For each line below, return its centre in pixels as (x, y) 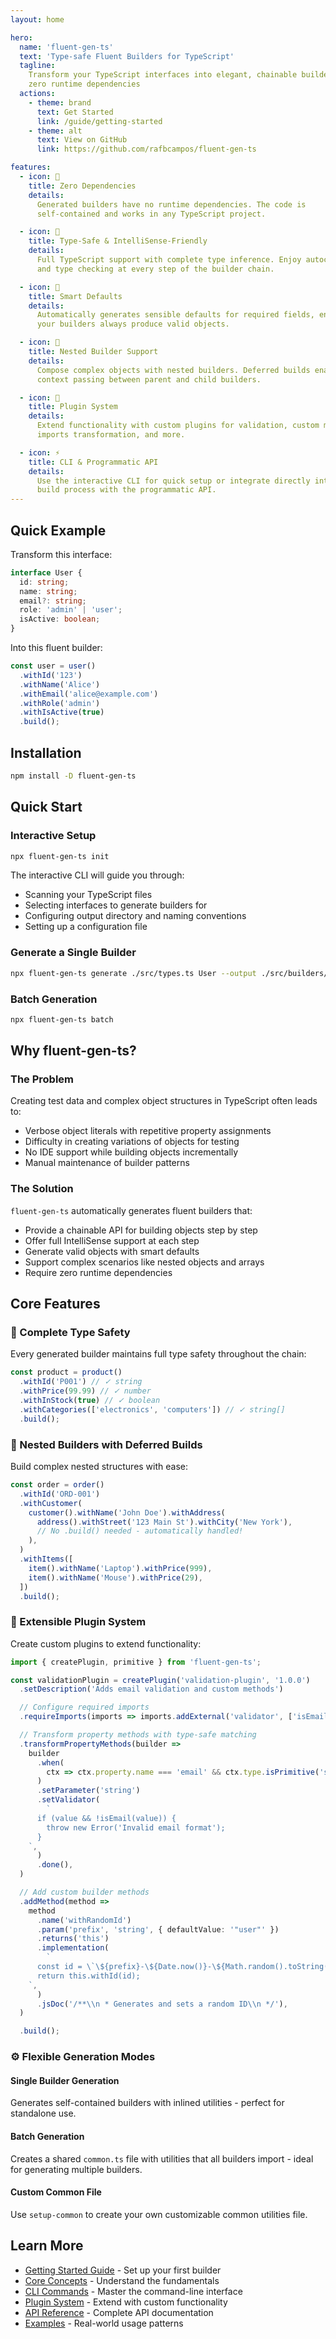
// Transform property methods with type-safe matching (138, 1735)
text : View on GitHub (82, 140)
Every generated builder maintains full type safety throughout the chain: (158, 1354)
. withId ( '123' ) (51, 675)
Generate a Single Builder (73, 953)
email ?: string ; (53, 601)
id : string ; (44, 582)
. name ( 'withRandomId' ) (84, 1920)
